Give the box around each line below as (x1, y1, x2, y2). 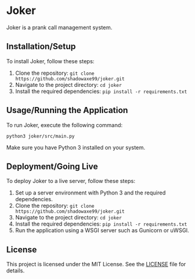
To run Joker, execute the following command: (6, 121, 123, 128)
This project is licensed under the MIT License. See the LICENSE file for (6, 261, 186, 268)
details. (6, 267, 25, 274)
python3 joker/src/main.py (6, 133, 75, 139)
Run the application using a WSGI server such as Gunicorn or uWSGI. (15, 227, 190, 234)
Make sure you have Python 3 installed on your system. (6, 143, 146, 151)
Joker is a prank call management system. (6, 24, 113, 31)
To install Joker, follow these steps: (6, 57, 94, 64)
